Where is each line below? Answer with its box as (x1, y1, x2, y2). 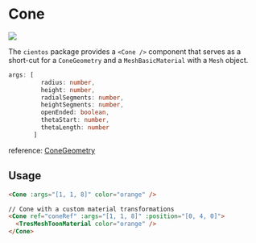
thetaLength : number (40, 124, 110, 132)
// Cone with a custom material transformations (8, 205, 175, 213)
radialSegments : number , (40, 94, 125, 102)
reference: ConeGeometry (8, 145, 96, 155)
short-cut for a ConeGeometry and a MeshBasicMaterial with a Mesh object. (8, 55, 249, 65)
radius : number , (40, 78, 95, 86)
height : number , (40, 86, 95, 94)
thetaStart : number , (40, 116, 110, 124)
